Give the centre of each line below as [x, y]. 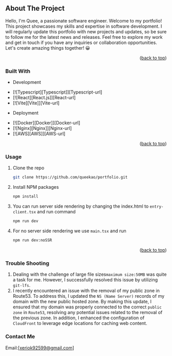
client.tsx [24, 212]
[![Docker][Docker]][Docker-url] [46, 123]
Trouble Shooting [27, 263]
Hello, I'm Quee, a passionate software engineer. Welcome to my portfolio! [84, 20]
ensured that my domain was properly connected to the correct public [87, 307]
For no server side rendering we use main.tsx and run [69, 231]
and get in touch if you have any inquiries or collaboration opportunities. [81, 42]
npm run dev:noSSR [32, 240]
